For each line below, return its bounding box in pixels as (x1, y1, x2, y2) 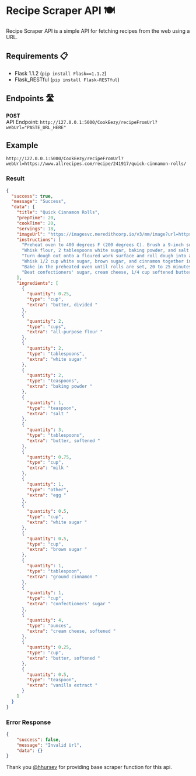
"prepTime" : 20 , (16, 215, 57, 221)
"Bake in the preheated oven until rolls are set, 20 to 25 (21, 264, 171, 270)
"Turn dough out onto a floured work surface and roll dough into (21, 253, 187, 259)
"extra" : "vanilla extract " (27, 682, 98, 688)
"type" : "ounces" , (27, 623, 72, 629)
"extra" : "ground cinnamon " (27, 574, 98, 580)
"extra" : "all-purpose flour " (27, 329, 103, 335)
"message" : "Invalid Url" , (16, 742, 82, 748)
